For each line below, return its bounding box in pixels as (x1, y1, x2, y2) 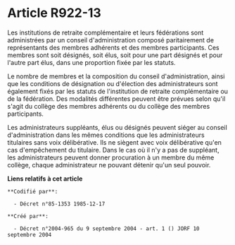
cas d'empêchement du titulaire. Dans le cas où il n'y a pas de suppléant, (7, 145, 220, 154)
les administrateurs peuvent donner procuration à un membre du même (7, 153, 215, 162)
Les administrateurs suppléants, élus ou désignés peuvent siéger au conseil (7, 123, 227, 131)
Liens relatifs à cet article (7, 174, 83, 183)
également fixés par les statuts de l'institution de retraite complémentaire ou (7, 87, 229, 95)
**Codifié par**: (7, 188, 58, 195)
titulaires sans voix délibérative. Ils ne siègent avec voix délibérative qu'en (7, 138, 222, 146)
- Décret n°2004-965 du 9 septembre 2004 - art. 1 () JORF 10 (13, 225, 200, 232)
